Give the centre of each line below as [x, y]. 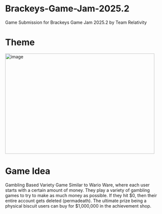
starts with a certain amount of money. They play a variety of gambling [78, 190]
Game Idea [28, 171]
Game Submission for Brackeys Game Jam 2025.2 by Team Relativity [76, 22]
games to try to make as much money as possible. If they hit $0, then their [81, 195]
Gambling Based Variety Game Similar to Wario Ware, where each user [78, 185]
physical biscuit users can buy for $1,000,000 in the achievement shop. [78, 206]
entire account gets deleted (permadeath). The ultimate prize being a [76, 201]
